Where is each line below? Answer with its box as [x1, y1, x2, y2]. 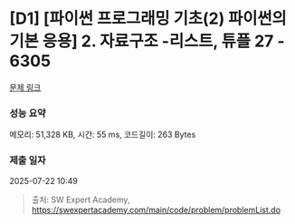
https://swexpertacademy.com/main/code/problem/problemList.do [31, 204, 281, 215]
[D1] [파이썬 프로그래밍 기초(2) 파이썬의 [9, 8, 287, 29]
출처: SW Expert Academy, [31, 194, 130, 205]
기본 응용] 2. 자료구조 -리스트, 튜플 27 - [9, 31, 285, 52]
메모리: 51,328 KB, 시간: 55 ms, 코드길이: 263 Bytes [9, 129, 196, 141]
